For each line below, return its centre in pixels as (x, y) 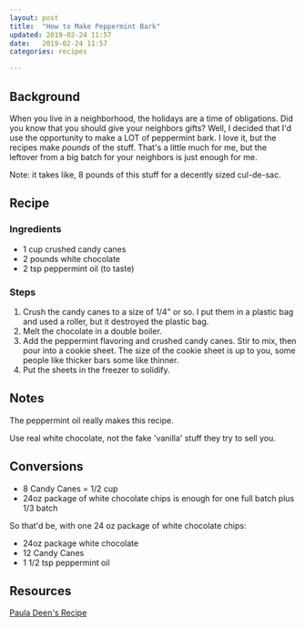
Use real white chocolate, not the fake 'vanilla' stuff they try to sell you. (142, 438)
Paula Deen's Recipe (48, 613)
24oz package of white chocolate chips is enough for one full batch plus (158, 498)
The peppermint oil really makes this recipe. (92, 420)
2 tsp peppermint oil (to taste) (78, 268)
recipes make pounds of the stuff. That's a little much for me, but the (138, 147)
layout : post (34, 18)
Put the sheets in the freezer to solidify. (96, 369)
